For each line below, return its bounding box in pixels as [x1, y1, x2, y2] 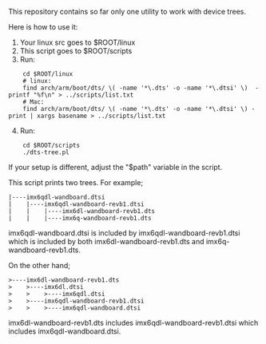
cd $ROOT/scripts [22, 141, 81, 149]
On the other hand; [8, 261, 70, 270]
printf [8, 91, 30, 99]
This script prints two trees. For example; [8, 178, 144, 187]
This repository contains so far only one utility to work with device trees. [8, 7, 246, 16]
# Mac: [22, 98, 45, 106]
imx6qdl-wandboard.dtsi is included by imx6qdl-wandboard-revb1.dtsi [8, 228, 240, 238]
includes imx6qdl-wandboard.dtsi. [8, 326, 121, 336]
